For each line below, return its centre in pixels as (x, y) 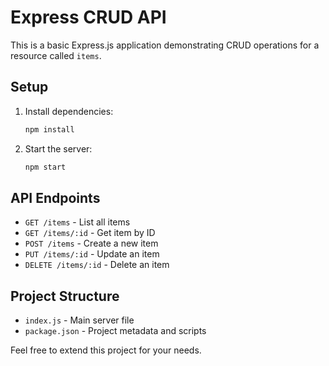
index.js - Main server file (79, 320)
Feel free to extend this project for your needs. (106, 350)
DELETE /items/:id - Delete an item (97, 265)
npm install (49, 129)
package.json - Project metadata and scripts (115, 331)
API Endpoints (55, 197)
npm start (45, 167)
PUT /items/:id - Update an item (92, 254)
